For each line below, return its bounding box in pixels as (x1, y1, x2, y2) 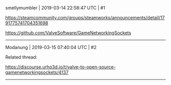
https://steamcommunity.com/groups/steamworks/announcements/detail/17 (5, 15, 165, 20)
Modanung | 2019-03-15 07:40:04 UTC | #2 (5, 45, 97, 50)
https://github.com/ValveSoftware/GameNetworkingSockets (5, 30, 131, 35)
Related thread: (5, 54, 37, 60)
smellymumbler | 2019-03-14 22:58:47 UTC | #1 (5, 5, 105, 11)
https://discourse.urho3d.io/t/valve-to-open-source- (5, 64, 116, 70)
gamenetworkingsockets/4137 (5, 69, 69, 75)
